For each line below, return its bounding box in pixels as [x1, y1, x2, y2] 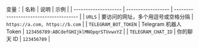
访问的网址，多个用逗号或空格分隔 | [106, 13, 194, 20]
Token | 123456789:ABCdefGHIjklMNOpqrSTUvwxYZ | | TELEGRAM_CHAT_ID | [6, 28, 176, 35]
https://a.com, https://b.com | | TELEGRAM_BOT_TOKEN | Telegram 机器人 [6, 21, 182, 27]
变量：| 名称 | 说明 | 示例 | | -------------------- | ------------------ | [6, 6, 173, 12]
